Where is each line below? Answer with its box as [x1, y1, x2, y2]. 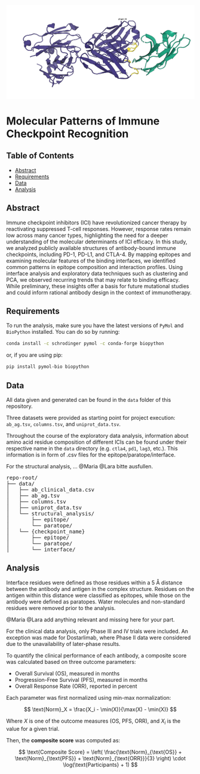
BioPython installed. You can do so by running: [6, 328, 120, 336]
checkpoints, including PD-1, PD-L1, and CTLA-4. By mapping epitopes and [6, 251, 191, 258]
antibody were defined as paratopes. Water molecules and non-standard [6, 598, 185, 605]
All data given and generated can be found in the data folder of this [6, 396, 171, 403]
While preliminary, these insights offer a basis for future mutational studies [6, 282, 189, 290]
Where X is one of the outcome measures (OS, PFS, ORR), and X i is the [6, 717, 181, 726]
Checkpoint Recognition [6, 127, 129, 141]
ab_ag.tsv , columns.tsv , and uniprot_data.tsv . [6, 420, 121, 428]
